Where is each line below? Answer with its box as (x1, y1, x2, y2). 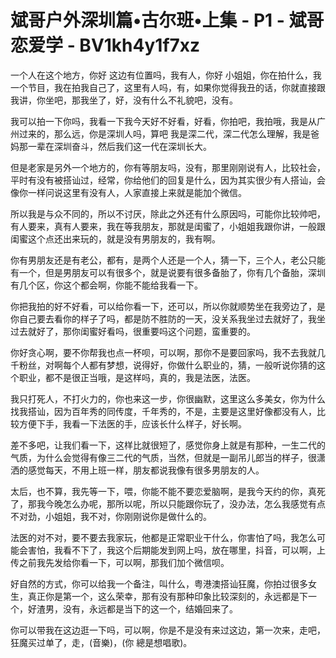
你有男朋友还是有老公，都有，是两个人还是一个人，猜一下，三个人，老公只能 (10, 254, 326, 266)
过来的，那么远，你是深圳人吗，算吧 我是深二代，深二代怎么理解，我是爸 (18, 127, 320, 140)
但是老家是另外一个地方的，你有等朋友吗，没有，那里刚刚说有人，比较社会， (10, 161, 326, 173)
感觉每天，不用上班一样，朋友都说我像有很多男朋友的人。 (27, 464, 265, 476)
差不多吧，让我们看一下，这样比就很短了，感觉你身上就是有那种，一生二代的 (10, 439, 326, 451)
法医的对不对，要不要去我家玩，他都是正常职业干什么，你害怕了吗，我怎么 (10, 531, 317, 543)
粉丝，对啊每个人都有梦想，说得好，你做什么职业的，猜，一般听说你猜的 (18, 359, 317, 371)
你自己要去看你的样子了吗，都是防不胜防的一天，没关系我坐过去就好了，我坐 (10, 312, 326, 325)
